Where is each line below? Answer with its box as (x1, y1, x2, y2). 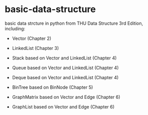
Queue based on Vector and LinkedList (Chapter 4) (12, 65, 119, 71)
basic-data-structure (5, 4, 96, 15)
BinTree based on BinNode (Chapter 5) (12, 84, 93, 90)
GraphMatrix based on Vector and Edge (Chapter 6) (12, 94, 121, 100)
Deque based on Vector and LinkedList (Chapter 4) (12, 74, 119, 80)
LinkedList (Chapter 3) (12, 45, 59, 51)
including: (5, 25, 26, 31)
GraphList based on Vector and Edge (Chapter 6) (12, 103, 115, 109)
